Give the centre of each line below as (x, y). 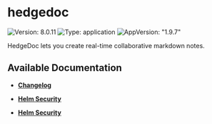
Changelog (35, 85)
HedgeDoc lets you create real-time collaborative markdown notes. (106, 45)
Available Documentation (65, 68)
